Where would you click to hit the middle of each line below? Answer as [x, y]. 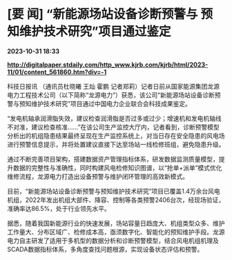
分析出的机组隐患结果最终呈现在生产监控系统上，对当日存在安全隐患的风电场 [116, 135]
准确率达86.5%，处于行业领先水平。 [59, 208]
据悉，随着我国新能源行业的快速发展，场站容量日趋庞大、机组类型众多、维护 [116, 223]
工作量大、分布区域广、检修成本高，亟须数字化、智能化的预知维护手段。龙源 [116, 232]
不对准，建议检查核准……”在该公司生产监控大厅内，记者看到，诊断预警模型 [113, 127]
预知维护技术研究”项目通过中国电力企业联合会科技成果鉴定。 [105, 103]
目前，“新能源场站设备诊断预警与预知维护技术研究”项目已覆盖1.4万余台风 [111, 191]
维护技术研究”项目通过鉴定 [95, 32]
